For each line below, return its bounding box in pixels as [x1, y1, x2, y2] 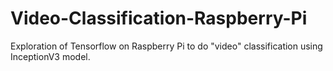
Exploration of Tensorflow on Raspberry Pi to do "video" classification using [10, 40, 323, 52]
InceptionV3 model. [10, 50, 91, 62]
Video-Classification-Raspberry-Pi [10, 7, 308, 30]
